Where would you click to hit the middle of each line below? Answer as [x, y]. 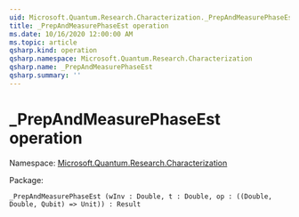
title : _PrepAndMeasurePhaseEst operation [89, 26]
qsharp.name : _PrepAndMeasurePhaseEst [81, 68]
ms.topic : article [43, 42]
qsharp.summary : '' [45, 76]
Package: [27, 180]
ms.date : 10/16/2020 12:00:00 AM [71, 34]
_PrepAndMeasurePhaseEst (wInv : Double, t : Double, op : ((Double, [141, 197]
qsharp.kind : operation [53, 51]
